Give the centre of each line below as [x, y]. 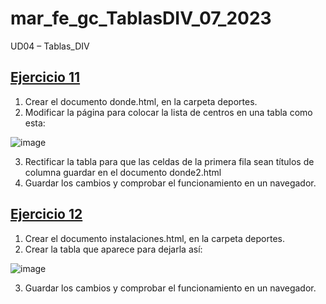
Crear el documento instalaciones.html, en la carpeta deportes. [155, 238]
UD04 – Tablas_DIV [50, 46]
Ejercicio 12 [46, 214]
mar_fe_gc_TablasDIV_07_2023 [141, 18]
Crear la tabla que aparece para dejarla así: [113, 249]
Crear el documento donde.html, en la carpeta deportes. [141, 101]
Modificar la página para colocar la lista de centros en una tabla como [168, 112]
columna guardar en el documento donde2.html [123, 172]
